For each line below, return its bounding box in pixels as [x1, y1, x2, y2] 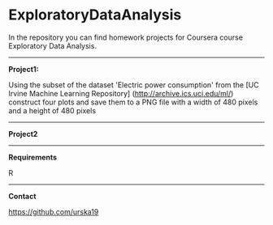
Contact [8, 191, 37, 201]
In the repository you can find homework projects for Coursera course [8, 32, 244, 42]
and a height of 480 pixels [8, 105, 96, 115]
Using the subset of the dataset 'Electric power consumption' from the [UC [8, 79, 259, 90]
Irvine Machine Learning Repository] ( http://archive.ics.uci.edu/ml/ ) [8, 88, 234, 98]
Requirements [8, 152, 58, 162]
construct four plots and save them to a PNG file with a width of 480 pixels [8, 97, 258, 107]
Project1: [8, 64, 39, 74]
